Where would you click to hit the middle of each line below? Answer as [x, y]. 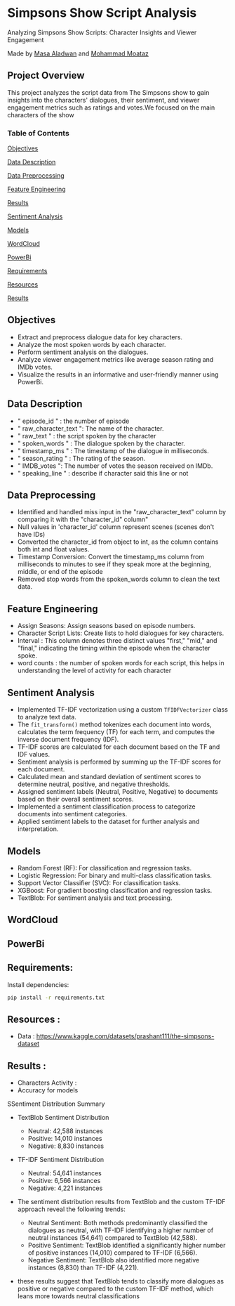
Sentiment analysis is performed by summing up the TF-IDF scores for [119, 762]
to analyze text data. [47, 717]
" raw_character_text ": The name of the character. [90, 428]
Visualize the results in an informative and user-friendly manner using [118, 374]
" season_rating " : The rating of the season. [81, 458]
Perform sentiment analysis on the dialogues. [83, 352]
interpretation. [38, 829]
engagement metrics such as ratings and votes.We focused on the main [111, 107]
